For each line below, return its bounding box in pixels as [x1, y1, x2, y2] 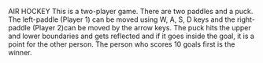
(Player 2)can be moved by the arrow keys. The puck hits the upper [32, 23, 252, 32]
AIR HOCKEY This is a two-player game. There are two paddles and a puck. [8, 7, 254, 16]
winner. [8, 48, 32, 57]
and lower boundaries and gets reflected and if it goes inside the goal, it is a [8, 31, 254, 40]
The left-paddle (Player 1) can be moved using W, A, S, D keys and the [8, 15, 235, 24]
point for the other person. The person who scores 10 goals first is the [8, 40, 235, 49]
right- [236, 15, 256, 24]
